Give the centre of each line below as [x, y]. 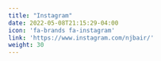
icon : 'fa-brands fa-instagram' [61, 30]
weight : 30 [26, 45]
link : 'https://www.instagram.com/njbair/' [81, 38]
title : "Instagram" [40, 15]
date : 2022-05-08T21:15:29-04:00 [63, 23]
